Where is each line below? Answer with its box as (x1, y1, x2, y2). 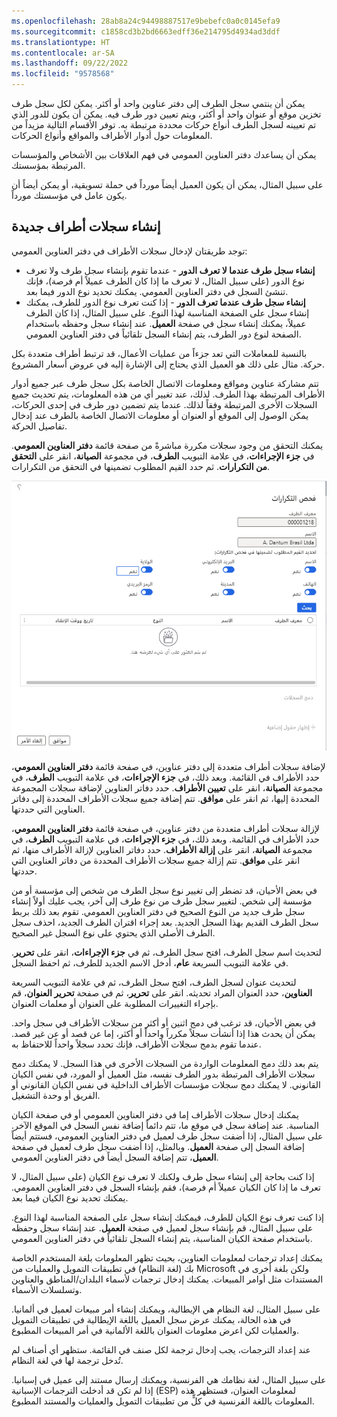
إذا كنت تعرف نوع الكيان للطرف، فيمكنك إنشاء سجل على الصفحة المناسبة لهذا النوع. (11, 1211, 325, 1223)
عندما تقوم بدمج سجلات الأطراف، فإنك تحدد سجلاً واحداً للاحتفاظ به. (11, 1038, 262, 1050)
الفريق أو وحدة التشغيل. (11, 1089, 101, 1101)
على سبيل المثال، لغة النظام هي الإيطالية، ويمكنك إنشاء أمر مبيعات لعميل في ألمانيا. (11, 1303, 321, 1315)
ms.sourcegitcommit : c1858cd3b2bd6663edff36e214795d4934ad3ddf (11, 26, 281, 37)
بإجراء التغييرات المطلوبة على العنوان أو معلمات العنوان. (11, 997, 219, 1009)
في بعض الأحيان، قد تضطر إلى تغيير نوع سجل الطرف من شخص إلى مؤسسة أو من (11, 884, 318, 896)
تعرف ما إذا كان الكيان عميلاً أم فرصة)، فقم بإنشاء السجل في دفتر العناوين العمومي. (11, 1181, 321, 1193)
